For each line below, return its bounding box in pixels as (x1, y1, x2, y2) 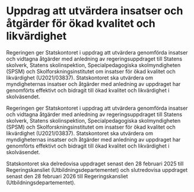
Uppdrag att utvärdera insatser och (6, 4, 183, 18)
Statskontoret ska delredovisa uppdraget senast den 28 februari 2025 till (6, 160, 184, 167)
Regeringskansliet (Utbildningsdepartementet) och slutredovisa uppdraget (6, 166, 188, 173)
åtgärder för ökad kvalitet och (6, 17, 155, 30)
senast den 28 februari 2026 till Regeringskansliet (6, 172, 129, 180)
